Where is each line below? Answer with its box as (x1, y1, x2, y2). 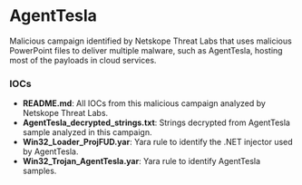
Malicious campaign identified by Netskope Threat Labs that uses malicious (9, 35, 292, 46)
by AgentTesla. (22, 146, 79, 157)
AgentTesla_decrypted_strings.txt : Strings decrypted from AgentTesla (22, 117, 290, 128)
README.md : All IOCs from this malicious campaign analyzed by (22, 98, 266, 109)
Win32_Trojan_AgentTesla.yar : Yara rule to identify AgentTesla (22, 156, 261, 167)
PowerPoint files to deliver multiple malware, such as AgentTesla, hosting (9, 44, 283, 55)
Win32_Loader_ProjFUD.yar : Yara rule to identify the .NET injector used (22, 137, 293, 148)
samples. (22, 165, 57, 177)
